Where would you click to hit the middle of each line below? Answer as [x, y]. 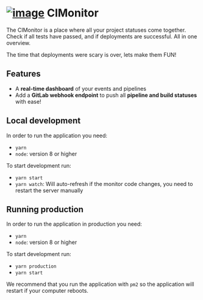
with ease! [28, 101]
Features [23, 74]
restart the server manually [49, 190]
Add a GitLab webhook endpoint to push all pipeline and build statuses [106, 95]
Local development [44, 121]
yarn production [36, 266]
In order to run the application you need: [57, 135]
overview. [18, 43]
